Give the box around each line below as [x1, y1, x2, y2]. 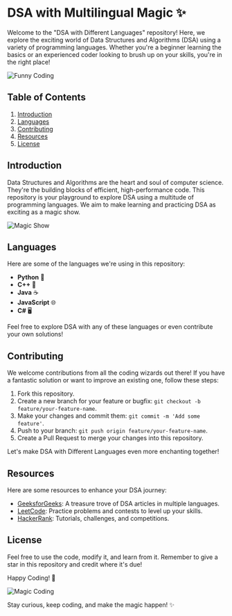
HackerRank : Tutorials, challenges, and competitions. [17, 514, 170, 522]
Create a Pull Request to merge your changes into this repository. [17, 434, 204, 442]
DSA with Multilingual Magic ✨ [7, 5, 186, 21]
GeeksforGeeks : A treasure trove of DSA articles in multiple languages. [17, 499, 220, 508]
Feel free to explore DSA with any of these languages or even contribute [7, 323, 213, 331]
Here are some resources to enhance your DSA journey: [7, 486, 168, 494]
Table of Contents [7, 92, 87, 104]
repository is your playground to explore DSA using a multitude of [7, 193, 194, 201]
